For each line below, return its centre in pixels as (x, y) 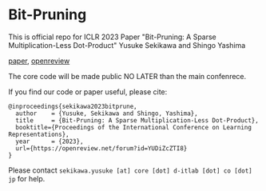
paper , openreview (39, 61)
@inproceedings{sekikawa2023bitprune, (73, 106)
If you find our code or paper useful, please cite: (88, 92)
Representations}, (39, 134)
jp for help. (27, 178)
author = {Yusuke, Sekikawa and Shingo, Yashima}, (107, 113)
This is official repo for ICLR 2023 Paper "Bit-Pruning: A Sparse (113, 37)
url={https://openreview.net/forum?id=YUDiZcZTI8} (101, 148)
